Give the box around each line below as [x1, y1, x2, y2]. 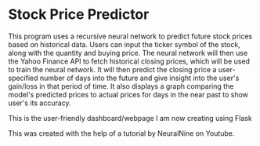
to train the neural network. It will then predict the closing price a [8, 64, 217, 74]
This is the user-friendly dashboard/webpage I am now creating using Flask [8, 113, 252, 122]
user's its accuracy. [8, 98, 72, 108]
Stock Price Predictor [8, 5, 150, 24]
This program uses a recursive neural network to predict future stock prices [8, 31, 253, 41]
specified [8, 73, 38, 82]
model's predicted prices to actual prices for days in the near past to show [8, 89, 249, 99]
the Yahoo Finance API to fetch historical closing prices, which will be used [8, 57, 251, 66]
